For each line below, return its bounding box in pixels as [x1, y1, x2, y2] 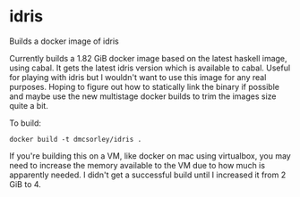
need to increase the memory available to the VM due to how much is [9, 160, 266, 170]
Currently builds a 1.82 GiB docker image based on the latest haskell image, [9, 53, 288, 63]
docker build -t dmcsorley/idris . [9, 135, 142, 144]
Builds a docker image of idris [9, 36, 119, 46]
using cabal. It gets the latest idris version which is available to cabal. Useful [9, 62, 291, 73]
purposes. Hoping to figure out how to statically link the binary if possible [9, 81, 280, 92]
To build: [9, 118, 42, 128]
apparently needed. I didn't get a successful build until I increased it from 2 [9, 169, 287, 180]
